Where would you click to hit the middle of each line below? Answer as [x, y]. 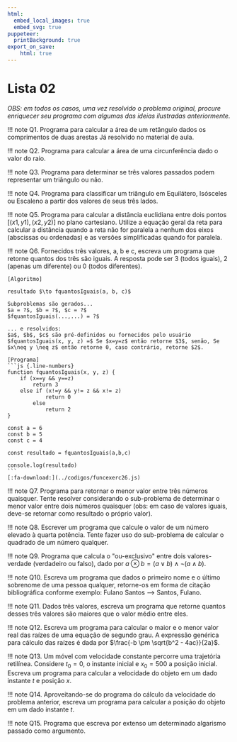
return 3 [46, 384]
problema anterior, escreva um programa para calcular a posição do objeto [116, 702]
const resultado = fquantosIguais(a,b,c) [69, 453]
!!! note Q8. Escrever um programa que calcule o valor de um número [108, 527]
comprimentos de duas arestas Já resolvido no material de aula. [101, 137]
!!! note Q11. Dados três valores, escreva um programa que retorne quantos [117, 606]
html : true [36, 54]
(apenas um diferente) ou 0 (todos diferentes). [75, 266]
